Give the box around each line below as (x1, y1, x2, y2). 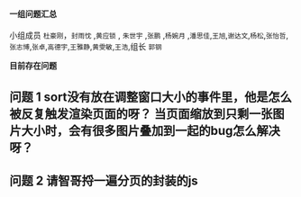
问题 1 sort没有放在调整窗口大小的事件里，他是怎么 (9, 89, 293, 104)
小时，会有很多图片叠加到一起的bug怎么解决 (32, 122, 281, 139)
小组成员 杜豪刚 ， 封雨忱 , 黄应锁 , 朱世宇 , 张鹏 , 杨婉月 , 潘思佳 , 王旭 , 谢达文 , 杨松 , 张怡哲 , (9, 30, 288, 40)
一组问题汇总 (9, 8, 57, 19)
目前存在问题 (9, 60, 57, 71)
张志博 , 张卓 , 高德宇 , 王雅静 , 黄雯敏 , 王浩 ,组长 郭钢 (9, 41, 162, 52)
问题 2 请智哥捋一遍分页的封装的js (9, 173, 198, 188)
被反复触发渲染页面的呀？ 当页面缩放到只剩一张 (9, 106, 273, 121)
